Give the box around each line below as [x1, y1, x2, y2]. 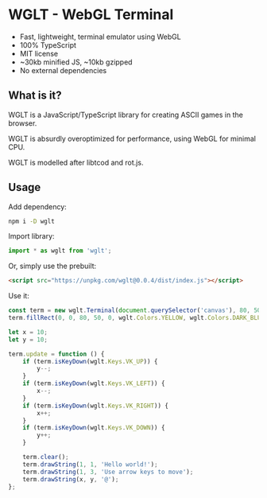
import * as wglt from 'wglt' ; [8, 247, 112, 255]
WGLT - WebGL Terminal [8, 6, 174, 24]
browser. [8, 118, 37, 128]
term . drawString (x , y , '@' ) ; [22, 475, 119, 483]
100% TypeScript [19, 40, 77, 49]
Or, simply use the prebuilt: [8, 261, 97, 271]
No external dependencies [19, 65, 107, 75]
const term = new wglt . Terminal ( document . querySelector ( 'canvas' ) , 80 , [8, 306, 250, 315]
